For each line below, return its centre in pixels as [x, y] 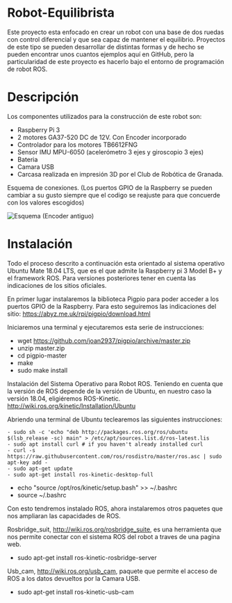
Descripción [43, 97]
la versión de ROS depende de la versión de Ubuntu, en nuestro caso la [109, 391]
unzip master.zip [41, 348]
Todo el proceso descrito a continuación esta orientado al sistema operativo [116, 263]
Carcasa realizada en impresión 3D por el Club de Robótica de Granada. [120, 174]
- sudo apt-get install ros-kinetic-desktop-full [81, 474]
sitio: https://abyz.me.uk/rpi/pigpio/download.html [79, 314]
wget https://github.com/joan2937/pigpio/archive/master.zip [104, 340]
